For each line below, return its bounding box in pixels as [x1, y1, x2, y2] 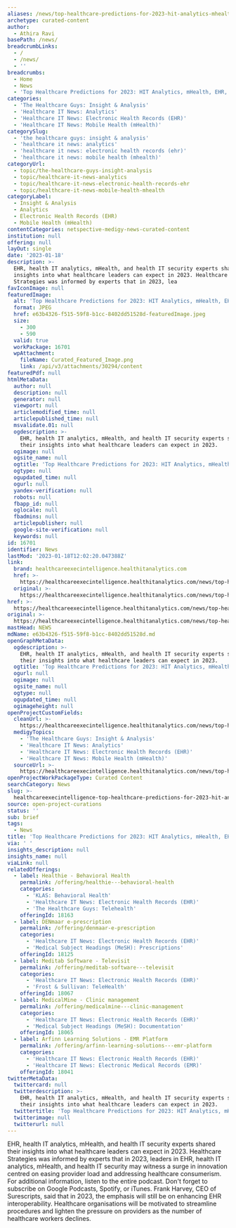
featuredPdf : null [7, 370, 61, 377]
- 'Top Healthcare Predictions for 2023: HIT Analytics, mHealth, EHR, [13, 89, 228, 96]
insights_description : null [7, 846, 90, 854]
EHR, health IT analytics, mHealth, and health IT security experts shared [7, 1139, 216, 1149]
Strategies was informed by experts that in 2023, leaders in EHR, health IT [7, 1155, 222, 1163]
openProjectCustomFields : [7, 709, 83, 717]
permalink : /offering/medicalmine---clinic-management [20, 1002, 184, 1010]
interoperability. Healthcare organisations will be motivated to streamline [7, 1199, 217, 1208]
